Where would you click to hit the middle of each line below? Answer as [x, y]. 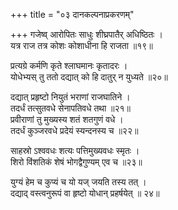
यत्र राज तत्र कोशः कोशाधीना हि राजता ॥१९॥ [81, 45]
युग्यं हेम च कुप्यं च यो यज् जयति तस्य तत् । [78, 182]
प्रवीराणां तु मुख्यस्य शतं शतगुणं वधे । [67, 119]
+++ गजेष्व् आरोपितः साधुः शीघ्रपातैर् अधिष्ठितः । [86, 34]
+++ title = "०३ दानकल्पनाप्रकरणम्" [72, 14]
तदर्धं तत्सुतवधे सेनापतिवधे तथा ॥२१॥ [71, 108]
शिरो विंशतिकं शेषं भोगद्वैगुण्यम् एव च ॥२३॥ [76, 162]
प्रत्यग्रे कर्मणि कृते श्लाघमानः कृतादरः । [69, 65]
